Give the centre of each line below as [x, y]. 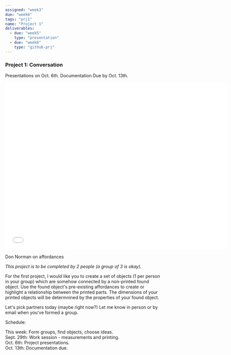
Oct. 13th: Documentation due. [37, 348]
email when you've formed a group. [42, 312]
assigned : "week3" [24, 10]
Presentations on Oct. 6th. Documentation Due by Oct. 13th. [67, 75]
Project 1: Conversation [34, 65]
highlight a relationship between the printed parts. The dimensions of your [81, 292]
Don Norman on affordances [34, 257]
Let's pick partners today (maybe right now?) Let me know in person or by [82, 307]
